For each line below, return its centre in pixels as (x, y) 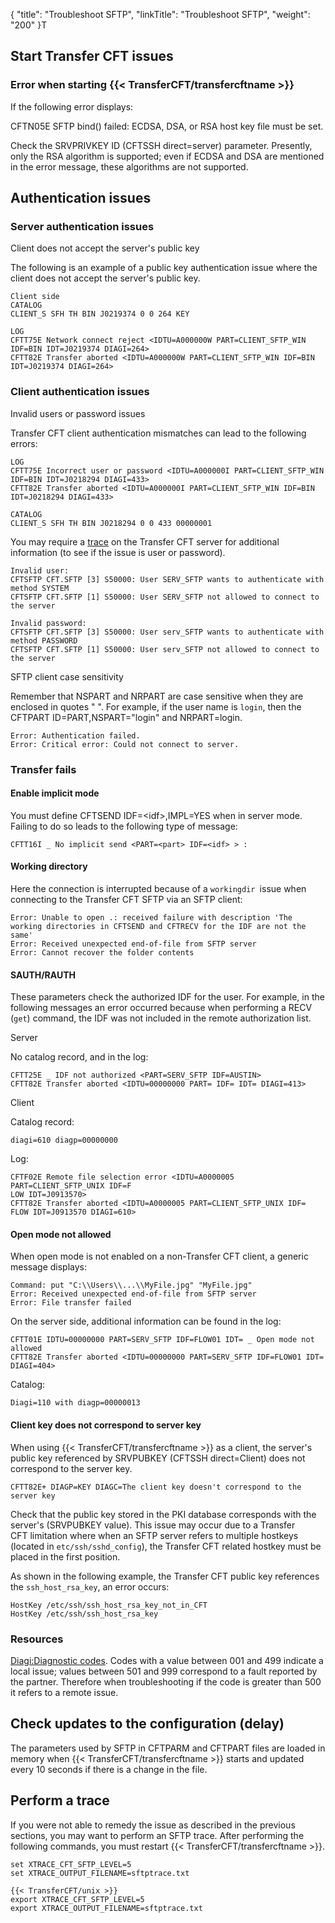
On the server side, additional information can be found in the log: (146, 1321)
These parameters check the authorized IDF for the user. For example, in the (167, 997)
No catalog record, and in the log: (79, 1057)
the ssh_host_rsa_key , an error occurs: (90, 1586)
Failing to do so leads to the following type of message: (124, 826)
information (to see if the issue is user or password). (118, 552)
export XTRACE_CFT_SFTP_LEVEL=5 (77, 1899)
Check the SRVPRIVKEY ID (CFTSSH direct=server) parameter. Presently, (161, 145)
